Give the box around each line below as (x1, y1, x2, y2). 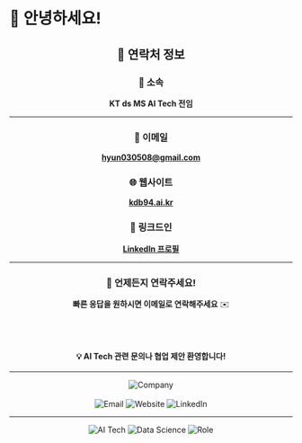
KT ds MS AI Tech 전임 (109, 98, 193, 109)
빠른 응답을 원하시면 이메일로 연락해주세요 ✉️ (72, 298, 230, 310)
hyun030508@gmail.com (102, 152, 200, 163)
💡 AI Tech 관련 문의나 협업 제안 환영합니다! (75, 350, 226, 361)
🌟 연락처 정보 (116, 47, 186, 62)
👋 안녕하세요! (9, 8, 102, 29)
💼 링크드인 (129, 221, 173, 234)
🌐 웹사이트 (129, 176, 173, 189)
